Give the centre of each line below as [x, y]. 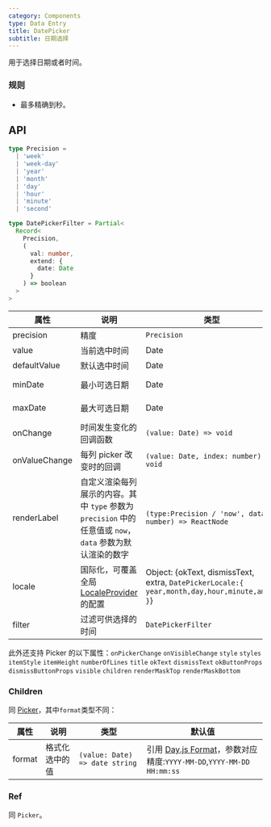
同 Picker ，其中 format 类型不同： [63, 710]
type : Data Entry [38, 23]
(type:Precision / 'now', [195, 513]
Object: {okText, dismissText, [200, 572]
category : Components [45, 16]
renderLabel [35, 518]
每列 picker [101, 455]
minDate [28, 384]
